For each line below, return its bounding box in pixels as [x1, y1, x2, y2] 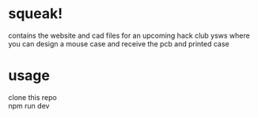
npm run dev [8, 101, 50, 110]
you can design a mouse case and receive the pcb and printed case [8, 39, 230, 48]
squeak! [8, 5, 63, 23]
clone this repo [8, 92, 57, 102]
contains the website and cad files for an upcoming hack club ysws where [8, 31, 251, 40]
